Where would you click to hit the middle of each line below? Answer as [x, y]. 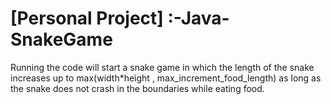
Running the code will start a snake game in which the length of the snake [162, 67]
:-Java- [198, 18]
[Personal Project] [87, 18]
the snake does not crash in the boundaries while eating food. [137, 88]
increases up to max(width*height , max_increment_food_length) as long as [166, 78]
